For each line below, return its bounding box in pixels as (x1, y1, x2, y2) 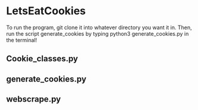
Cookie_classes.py (6, 54, 79, 64)
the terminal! (6, 36, 38, 43)
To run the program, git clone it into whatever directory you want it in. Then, (6, 24, 192, 31)
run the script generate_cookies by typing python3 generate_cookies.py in (6, 30, 189, 37)
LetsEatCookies (6, 4, 86, 18)
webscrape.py (6, 94, 61, 105)
